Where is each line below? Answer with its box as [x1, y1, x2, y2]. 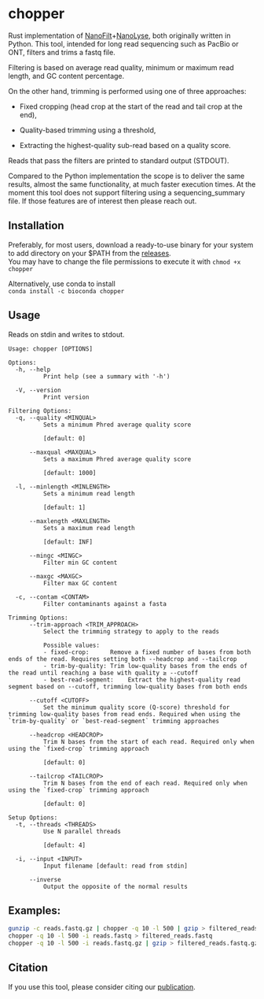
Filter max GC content [42, 579, 118, 587]
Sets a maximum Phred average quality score [42, 455, 192, 463]
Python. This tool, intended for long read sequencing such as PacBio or [8, 39, 240, 48]
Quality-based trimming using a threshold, [19, 125, 156, 135]
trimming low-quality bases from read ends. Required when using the [8, 710, 241, 718]
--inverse [28, 875, 61, 883]
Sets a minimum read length [42, 489, 135, 497]
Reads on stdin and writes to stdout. [8, 329, 125, 339]
